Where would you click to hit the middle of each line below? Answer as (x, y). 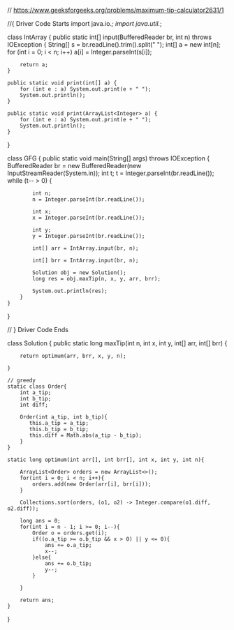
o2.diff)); (23, 509)
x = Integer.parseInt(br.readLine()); (89, 218)
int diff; (34, 405)
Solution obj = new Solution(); (80, 273)
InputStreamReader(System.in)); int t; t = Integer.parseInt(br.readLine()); (111, 173)
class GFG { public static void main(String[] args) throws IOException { (109, 158)
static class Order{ (37, 387)
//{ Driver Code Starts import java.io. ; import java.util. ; (85, 23)
